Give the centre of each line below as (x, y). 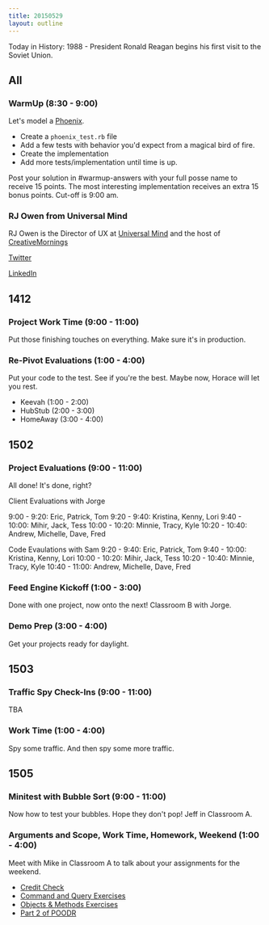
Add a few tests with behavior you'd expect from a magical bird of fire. (137, 145)
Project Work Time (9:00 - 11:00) (74, 322)
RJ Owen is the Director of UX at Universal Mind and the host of (114, 233)
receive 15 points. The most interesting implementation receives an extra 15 (134, 187)
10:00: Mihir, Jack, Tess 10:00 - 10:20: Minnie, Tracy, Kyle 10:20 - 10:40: (128, 525)
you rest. (23, 387)
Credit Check (42, 887)
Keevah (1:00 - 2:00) (54, 402)
